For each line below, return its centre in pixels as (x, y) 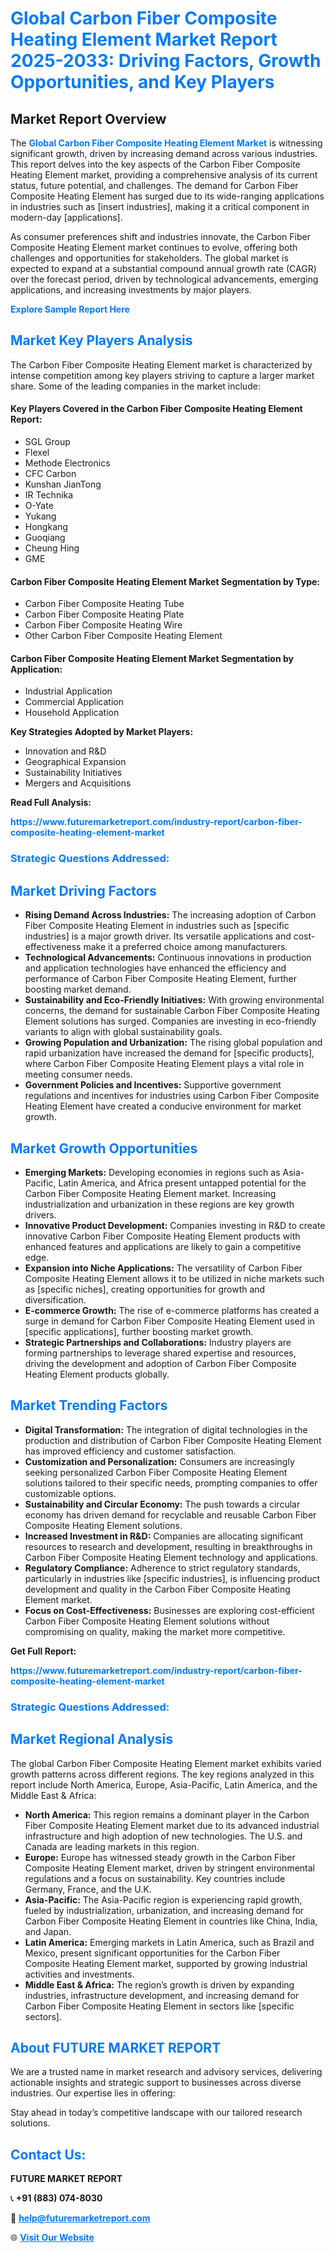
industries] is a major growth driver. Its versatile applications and (158, 936)
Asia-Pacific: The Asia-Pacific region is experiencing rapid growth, (163, 1899)
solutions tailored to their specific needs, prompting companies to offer (171, 1483)
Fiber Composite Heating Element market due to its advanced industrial (172, 1825)
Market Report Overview (88, 118)
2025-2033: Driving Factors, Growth (166, 61)
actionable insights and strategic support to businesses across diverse (156, 2083)
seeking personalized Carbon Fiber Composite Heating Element (156, 1472)
